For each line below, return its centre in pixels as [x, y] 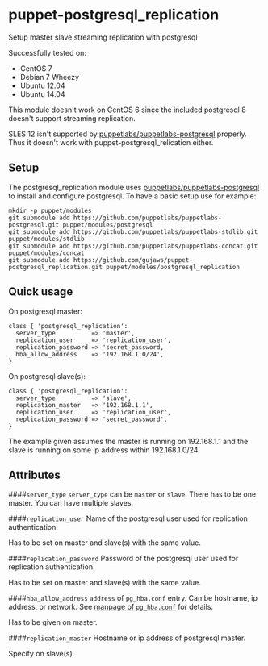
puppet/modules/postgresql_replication [173, 267]
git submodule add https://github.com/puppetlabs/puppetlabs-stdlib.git [133, 231]
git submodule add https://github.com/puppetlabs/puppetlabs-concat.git [133, 246]
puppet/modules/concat [46, 253]
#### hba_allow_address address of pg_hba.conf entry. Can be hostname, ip [133, 598]
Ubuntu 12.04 [42, 85]
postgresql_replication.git [56, 267]
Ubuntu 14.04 [42, 94]
